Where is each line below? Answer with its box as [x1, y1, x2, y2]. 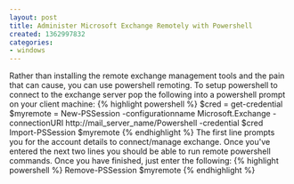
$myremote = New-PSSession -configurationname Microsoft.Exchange [9, 108, 271, 119]
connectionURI [9, 117, 64, 129]
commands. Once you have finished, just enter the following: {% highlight [9, 156, 279, 166]
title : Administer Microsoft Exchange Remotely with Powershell [9, 21, 253, 30]
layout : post [9, 12, 58, 22]
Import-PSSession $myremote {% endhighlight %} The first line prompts [9, 127, 275, 138]
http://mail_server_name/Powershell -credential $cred [65, 117, 264, 129]
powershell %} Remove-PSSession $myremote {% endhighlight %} [9, 165, 256, 176]
